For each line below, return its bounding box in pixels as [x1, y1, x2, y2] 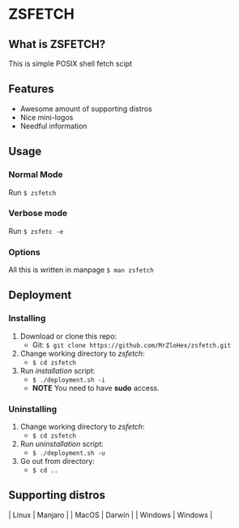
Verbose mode [8, 208, 68, 219]
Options [8, 246, 41, 258]
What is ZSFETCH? [8, 37, 106, 51]
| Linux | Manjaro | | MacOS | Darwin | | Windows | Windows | [8, 509, 213, 520]
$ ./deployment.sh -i [32, 375, 105, 384]
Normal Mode [8, 169, 63, 180]
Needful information [19, 121, 87, 131]
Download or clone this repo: [19, 331, 117, 341]
